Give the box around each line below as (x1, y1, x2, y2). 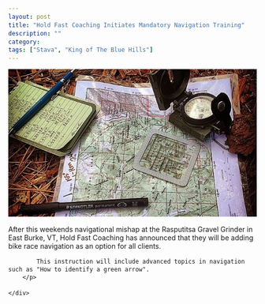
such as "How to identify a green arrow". (8, 265, 150, 273)
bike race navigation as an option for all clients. (8, 241, 162, 250)
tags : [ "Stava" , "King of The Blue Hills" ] (8, 46, 154, 54)
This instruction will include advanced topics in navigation (36, 257, 245, 265)
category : (8, 38, 41, 46)
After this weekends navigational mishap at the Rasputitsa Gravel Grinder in (8, 224, 253, 234)
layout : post (8, 13, 51, 21)
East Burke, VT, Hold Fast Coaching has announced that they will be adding (8, 233, 254, 242)
